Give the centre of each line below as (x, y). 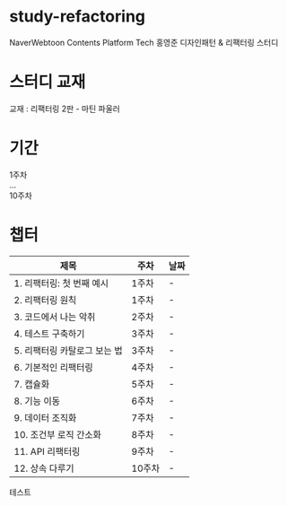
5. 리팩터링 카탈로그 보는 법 (68, 350)
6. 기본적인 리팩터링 (54, 367)
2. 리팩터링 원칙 (45, 300)
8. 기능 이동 (37, 401)
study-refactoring (78, 17)
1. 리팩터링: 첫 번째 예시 (61, 283)
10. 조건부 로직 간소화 (57, 434)
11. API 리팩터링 (47, 451)
